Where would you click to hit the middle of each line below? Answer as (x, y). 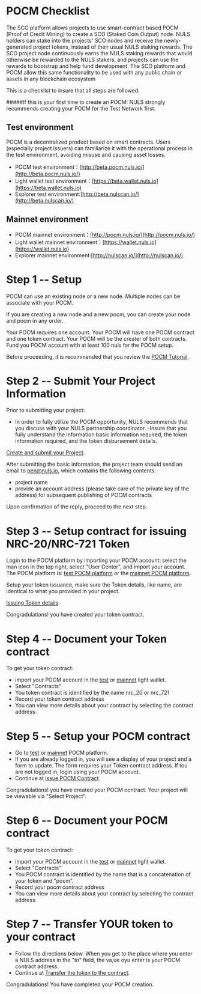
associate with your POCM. (40, 302)
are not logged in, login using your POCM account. (77, 772)
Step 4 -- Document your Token (86, 639)
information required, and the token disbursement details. (86, 441)
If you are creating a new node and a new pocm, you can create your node (98, 314)
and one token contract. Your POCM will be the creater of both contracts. (97, 338)
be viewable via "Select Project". (46, 796)
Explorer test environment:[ (49, 194)
